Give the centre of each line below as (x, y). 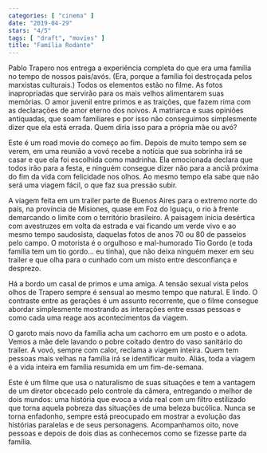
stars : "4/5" (30, 30)
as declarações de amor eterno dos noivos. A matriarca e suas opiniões (126, 110)
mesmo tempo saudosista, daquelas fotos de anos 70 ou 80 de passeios (128, 234)
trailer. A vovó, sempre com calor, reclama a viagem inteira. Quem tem (124, 350)
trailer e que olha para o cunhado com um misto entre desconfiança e (123, 260)
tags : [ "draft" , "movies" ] (57, 38)
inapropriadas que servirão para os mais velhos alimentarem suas (116, 93)
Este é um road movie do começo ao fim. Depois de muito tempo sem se (128, 143)
